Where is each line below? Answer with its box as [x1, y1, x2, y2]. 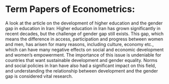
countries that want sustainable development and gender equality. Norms [5, 57, 157, 63]
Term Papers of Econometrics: [5, 3, 135, 15]
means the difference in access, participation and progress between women [5, 36, 163, 42]
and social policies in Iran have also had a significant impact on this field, [5, 62, 156, 68]
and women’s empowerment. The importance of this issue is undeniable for [5, 51, 161, 58]
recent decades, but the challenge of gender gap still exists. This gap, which [5, 30, 164, 36]
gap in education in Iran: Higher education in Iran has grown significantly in [5, 25, 161, 31]
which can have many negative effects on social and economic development [5, 46, 164, 52]
